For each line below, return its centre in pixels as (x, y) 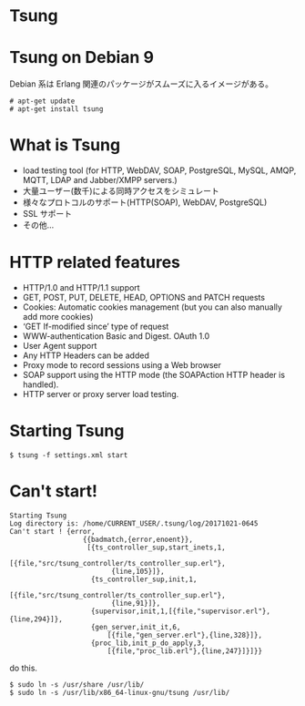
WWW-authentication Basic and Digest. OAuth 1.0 (116, 336)
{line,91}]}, (136, 603)
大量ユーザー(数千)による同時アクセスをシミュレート (121, 191)
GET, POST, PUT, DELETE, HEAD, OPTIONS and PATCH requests (144, 297)
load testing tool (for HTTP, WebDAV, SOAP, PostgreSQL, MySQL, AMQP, (159, 170)
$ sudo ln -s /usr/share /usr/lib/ (77, 684)
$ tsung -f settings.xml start (69, 455)
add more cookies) (58, 317)
